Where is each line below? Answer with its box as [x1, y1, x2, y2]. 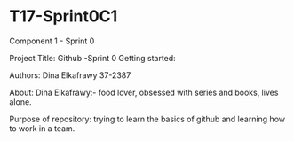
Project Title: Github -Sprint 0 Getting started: [9, 52, 176, 63]
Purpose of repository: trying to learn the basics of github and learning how [9, 114, 286, 124]
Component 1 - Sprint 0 [9, 35, 95, 46]
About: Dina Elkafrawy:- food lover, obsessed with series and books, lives [9, 87, 279, 98]
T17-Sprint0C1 [9, 6, 118, 27]
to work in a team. [9, 122, 75, 134]
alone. [9, 96, 33, 107]
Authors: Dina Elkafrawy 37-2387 [9, 69, 131, 81]
